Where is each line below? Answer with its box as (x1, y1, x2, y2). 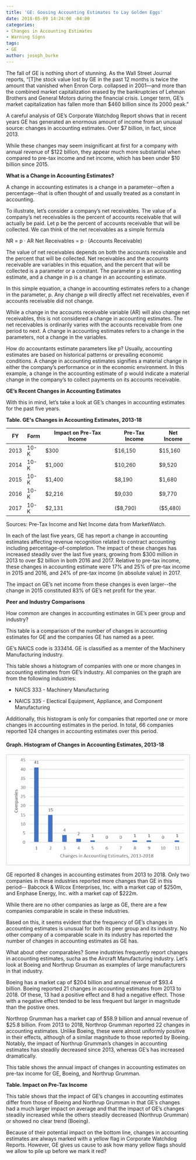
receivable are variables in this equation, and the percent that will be (6, 261, 170, 268)
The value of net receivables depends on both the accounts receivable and (6, 248, 187, 255)
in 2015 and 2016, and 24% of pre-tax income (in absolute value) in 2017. (6, 569, 181, 576)
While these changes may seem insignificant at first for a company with (6, 142, 178, 149)
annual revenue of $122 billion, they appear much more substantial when (6, 148, 181, 155)
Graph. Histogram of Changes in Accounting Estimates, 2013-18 (6, 741, 164, 748)
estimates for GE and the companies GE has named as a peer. (6, 633, 155, 640)
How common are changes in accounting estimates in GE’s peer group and (6, 610, 185, 616)
